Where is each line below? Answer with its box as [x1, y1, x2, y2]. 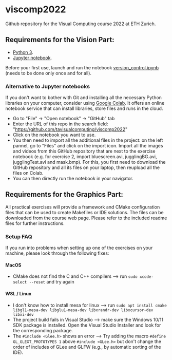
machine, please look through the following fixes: [5, 250, 109, 256]
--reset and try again [29, 279, 74, 285]
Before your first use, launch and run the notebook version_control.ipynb [5, 64, 159, 70]
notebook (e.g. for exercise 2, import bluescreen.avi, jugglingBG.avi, [12, 154, 157, 160]
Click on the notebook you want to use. [12, 132, 96, 138]
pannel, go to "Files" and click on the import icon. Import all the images [12, 143, 163, 149]
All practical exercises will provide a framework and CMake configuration [5, 204, 160, 210]
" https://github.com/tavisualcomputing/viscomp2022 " [12, 126, 127, 132]
